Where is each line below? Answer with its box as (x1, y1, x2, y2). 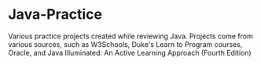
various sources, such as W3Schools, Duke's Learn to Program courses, (8, 39, 243, 49)
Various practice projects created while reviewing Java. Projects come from (8, 31, 253, 41)
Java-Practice (8, 5, 102, 23)
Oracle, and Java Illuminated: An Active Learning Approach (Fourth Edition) (8, 48, 252, 57)
